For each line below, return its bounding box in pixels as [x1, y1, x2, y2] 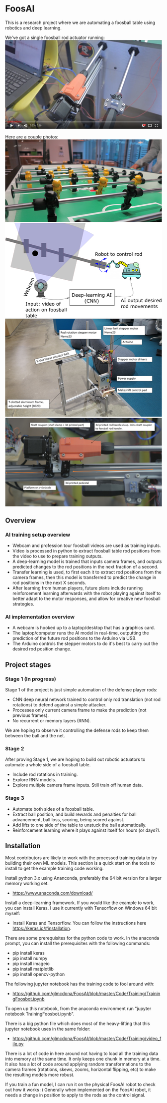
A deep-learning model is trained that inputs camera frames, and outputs [12, 558, 162, 564]
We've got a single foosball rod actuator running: [5, 34, 105, 40]
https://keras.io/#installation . [12, 925, 71, 932]
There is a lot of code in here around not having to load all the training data [5, 1051, 158, 1057]
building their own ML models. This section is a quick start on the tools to [5, 860, 155, 866]
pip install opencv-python [12, 971, 65, 977]
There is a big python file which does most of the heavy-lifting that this [5, 1021, 150, 1027]
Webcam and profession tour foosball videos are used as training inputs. [12, 543, 161, 549]
